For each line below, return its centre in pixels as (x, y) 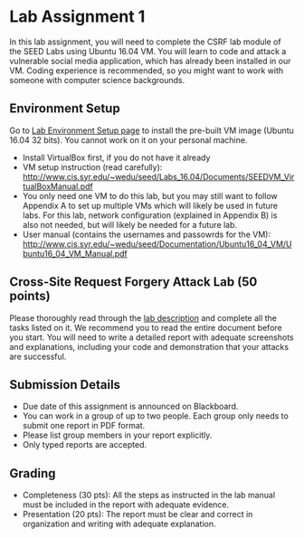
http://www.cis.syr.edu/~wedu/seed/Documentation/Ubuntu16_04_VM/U (157, 244)
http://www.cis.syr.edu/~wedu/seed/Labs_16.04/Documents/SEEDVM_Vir (158, 176)
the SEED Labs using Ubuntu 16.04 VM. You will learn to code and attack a (148, 51)
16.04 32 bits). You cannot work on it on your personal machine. (128, 140)
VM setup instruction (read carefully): (92, 167)
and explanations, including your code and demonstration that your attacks (149, 346)
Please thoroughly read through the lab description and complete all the (143, 317)
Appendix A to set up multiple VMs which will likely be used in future (150, 205)
